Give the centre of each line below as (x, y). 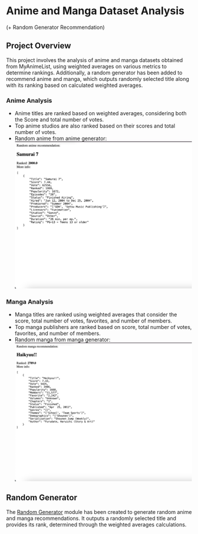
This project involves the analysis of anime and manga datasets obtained (95, 60)
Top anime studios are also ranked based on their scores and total (95, 126)
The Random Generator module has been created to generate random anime (99, 512)
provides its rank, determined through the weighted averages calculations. (96, 525)
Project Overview (39, 46)
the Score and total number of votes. (59, 120)
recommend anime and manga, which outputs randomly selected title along (98, 79)
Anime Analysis (29, 100)
